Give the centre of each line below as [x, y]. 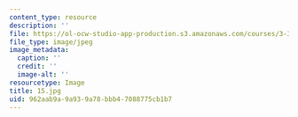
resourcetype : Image [47, 83]
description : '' [39, 26]
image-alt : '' [43, 75]
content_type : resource [53, 17]
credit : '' [37, 67]
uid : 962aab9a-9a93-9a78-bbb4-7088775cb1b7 [91, 99]
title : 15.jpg [35, 91]
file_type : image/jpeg [51, 42]
